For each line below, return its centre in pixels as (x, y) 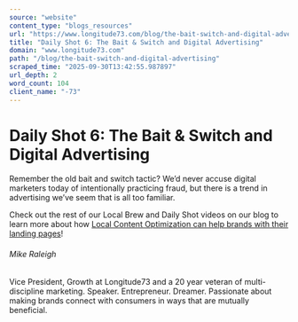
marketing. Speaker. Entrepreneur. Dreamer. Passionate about (159, 291)
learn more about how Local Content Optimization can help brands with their (149, 224)
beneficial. (28, 310)
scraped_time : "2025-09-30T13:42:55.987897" (93, 67)
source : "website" (43, 17)
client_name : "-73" (45, 91)
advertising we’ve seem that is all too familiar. (92, 198)
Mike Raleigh (33, 255)
